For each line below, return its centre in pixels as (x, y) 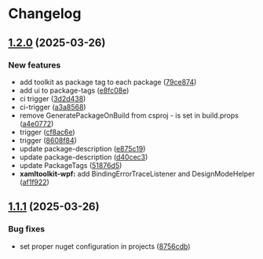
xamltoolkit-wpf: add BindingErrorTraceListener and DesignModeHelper (137, 173)
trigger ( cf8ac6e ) (47, 132)
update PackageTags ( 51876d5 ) (71, 165)
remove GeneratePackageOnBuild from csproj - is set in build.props (129, 115)
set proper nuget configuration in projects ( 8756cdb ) (105, 246)
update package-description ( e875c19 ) (82, 148)
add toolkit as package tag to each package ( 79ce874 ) (108, 82)
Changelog (45, 14)
